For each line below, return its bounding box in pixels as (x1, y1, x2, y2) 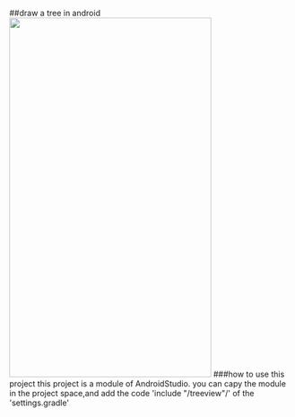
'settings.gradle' (9, 397, 70, 408)
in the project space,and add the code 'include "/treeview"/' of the (9, 388, 255, 398)
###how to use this (213, 368, 285, 379)
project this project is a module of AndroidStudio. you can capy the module (9, 378, 287, 389)
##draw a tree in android (9, 8, 101, 18)
